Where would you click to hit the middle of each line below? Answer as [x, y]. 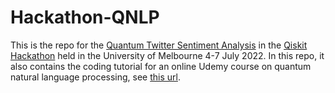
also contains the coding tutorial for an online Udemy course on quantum [161, 66]
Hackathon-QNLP [85, 17]
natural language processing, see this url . [95, 77]
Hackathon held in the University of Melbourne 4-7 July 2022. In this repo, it [167, 55]
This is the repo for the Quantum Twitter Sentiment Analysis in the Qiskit [159, 45]
